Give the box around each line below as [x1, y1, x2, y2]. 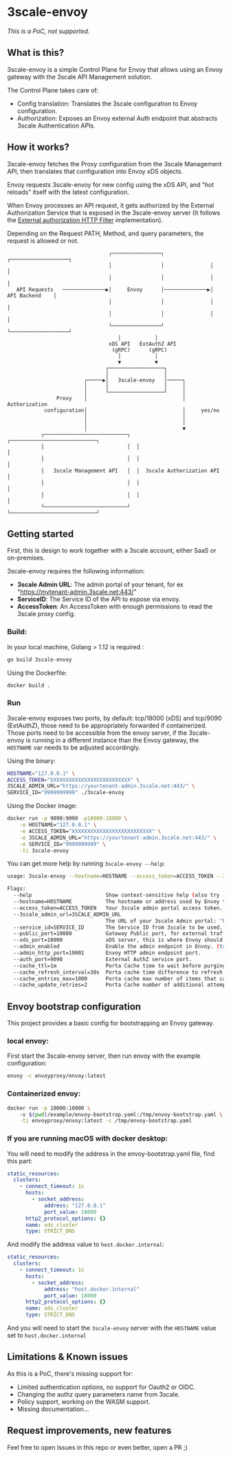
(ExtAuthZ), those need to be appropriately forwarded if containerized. [7, 721, 208, 729]
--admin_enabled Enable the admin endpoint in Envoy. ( [13, 943, 220, 950]
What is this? [7, 47, 65, 59]
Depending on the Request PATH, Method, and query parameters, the [7, 229, 204, 237]
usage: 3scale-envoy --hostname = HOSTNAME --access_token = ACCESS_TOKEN [7, 873, 214, 880]
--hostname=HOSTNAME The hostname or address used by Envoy [13, 898, 220, 905]
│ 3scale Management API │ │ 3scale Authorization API [41, 467, 220, 474]
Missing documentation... [16, 1405, 89, 1413]
